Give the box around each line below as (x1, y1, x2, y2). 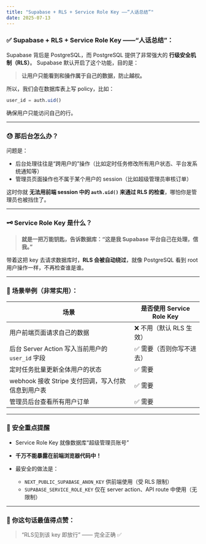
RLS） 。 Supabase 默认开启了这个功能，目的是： (17, 59, 139, 66)
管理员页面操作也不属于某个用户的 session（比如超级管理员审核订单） (15, 175, 193, 182)
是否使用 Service (140, 304, 190, 313)
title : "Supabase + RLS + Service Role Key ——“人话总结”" (6, 9, 154, 15)
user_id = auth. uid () (6, 97, 62, 103)
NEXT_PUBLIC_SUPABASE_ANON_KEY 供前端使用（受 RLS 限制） (24, 478, 173, 485)
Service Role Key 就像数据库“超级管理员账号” (15, 438, 129, 446)
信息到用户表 (9, 386, 47, 394)
